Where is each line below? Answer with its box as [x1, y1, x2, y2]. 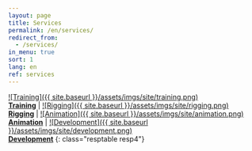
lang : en [8, 63, 37, 71]
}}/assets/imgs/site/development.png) [8, 126, 133, 135]
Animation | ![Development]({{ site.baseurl [8, 117, 148, 126]
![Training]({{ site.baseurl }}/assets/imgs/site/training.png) [8, 92, 199, 101]
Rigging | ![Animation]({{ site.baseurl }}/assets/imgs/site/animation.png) [8, 108, 244, 119]
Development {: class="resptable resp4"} [8, 134, 145, 143]
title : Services [8, 19, 62, 27]
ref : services [8, 70, 55, 78]
